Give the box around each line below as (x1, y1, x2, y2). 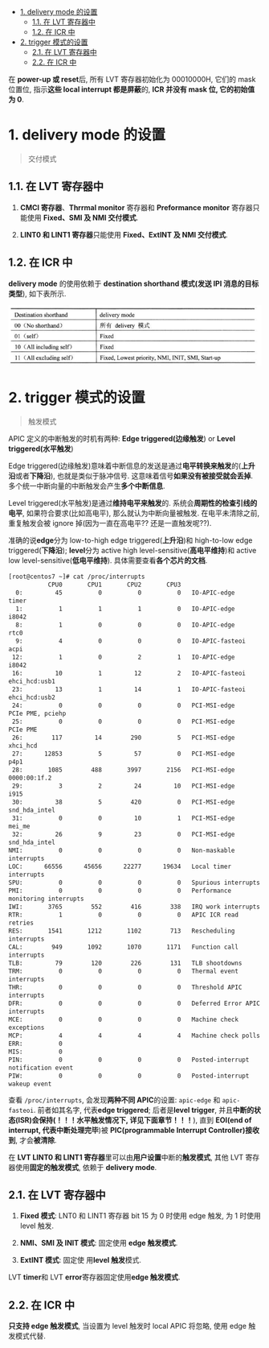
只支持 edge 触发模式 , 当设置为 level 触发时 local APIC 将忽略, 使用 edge (8, 1321, 247, 1331)
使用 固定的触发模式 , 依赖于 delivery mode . (14, 1162, 157, 1172)
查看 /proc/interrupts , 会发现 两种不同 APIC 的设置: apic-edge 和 (8, 1094, 221, 1105)
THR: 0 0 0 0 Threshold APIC (8, 983, 243, 991)
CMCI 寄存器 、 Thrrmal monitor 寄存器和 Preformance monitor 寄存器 (19, 202, 253, 212)
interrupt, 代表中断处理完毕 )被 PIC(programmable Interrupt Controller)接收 (8, 1125, 259, 1135)
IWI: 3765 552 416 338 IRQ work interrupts (8, 903, 261, 911)
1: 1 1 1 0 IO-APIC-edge (15, 605, 235, 613)
